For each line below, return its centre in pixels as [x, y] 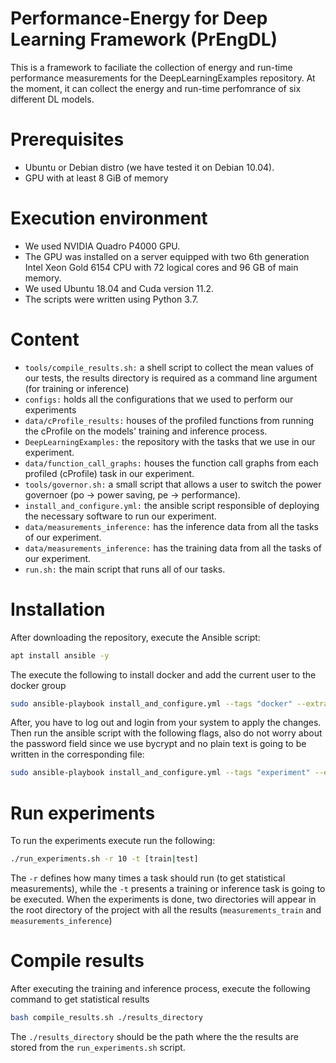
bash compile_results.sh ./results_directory [106, 1018]
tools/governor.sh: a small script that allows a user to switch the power [173, 484]
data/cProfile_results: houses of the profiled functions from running [169, 420]
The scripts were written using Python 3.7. [111, 299]
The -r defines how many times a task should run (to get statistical [148, 878]
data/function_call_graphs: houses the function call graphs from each [171, 463]
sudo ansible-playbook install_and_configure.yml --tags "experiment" [160, 773]
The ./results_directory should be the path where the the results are [154, 1036]
